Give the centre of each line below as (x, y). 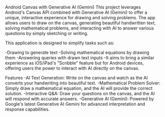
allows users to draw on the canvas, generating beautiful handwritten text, (81, 23)
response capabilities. (28, 109)
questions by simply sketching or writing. (47, 33)
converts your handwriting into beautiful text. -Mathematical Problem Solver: (83, 83)
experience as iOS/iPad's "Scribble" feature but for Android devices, (75, 63)
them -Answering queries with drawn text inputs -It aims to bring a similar (80, 58)
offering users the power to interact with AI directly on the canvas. (72, 68)
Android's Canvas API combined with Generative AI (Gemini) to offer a (76, 12)
